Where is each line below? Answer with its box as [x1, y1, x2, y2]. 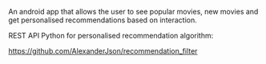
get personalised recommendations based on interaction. [8, 15, 198, 25]
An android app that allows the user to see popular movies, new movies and [8, 7, 259, 16]
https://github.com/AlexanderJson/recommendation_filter [8, 46, 198, 55]
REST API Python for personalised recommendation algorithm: [8, 31, 214, 40]
